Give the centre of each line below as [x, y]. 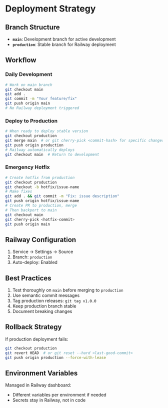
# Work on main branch [29, 85]
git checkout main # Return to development [52, 154]
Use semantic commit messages [46, 295]
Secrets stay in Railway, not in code [49, 400]
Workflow [21, 60]
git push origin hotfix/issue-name [42, 201]
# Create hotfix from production [40, 177]
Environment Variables [41, 373]
